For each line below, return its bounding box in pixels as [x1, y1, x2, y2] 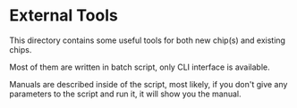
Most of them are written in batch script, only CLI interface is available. [9, 62, 270, 72]
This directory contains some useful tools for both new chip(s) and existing [9, 35, 286, 46]
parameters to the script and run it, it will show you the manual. [9, 88, 242, 99]
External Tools [9, 5, 118, 26]
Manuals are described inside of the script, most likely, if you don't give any [9, 79, 288, 89]
